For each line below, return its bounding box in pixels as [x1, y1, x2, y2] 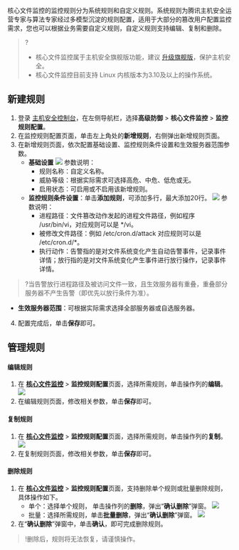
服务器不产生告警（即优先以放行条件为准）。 [24, 289, 153, 297]
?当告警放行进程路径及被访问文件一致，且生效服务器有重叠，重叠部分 [24, 279, 228, 288]
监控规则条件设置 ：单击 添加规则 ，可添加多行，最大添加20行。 [28, 193, 211, 202]
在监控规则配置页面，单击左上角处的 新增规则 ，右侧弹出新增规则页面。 [17, 131, 224, 140]
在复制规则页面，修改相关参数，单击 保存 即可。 [17, 449, 155, 458]
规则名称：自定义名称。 [38, 166, 108, 176]
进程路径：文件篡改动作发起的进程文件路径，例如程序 [38, 211, 196, 220]
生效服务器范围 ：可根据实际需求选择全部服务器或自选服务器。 [17, 303, 199, 312]
